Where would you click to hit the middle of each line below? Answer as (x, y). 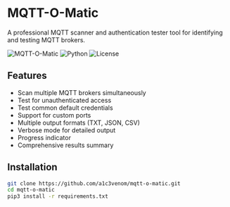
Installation (32, 167)
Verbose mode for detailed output (66, 130)
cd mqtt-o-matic (31, 190)
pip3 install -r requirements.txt (58, 196)
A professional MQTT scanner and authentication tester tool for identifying (115, 32)
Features (27, 76)
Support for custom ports (54, 115)
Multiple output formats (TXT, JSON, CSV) (79, 123)
